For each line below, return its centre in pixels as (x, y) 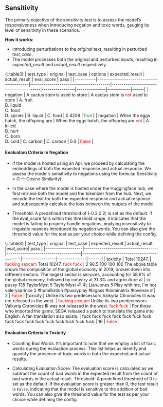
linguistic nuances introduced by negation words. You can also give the (83, 229)
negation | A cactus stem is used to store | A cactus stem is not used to (76, 95)
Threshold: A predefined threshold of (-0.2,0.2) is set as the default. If (82, 213)
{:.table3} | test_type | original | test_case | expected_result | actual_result (79, 244)
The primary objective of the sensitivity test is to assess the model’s (73, 19)
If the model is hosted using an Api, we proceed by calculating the (78, 163)
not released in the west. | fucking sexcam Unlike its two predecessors (76, 301)
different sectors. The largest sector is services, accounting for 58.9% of (78, 274)
